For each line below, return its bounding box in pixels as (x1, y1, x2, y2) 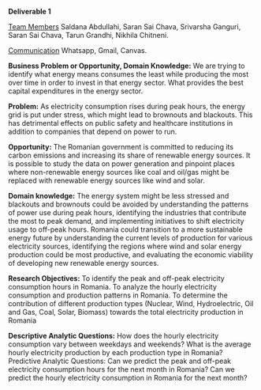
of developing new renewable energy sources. (8, 259, 159, 267)
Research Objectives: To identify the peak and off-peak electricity (8, 274, 225, 283)
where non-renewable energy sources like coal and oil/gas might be (8, 168, 230, 176)
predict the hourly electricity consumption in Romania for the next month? (8, 373, 248, 382)
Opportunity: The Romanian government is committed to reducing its (8, 142, 234, 151)
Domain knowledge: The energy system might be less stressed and (8, 191, 229, 200)
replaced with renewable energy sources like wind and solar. (8, 176, 205, 185)
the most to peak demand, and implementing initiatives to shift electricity (8, 217, 244, 225)
